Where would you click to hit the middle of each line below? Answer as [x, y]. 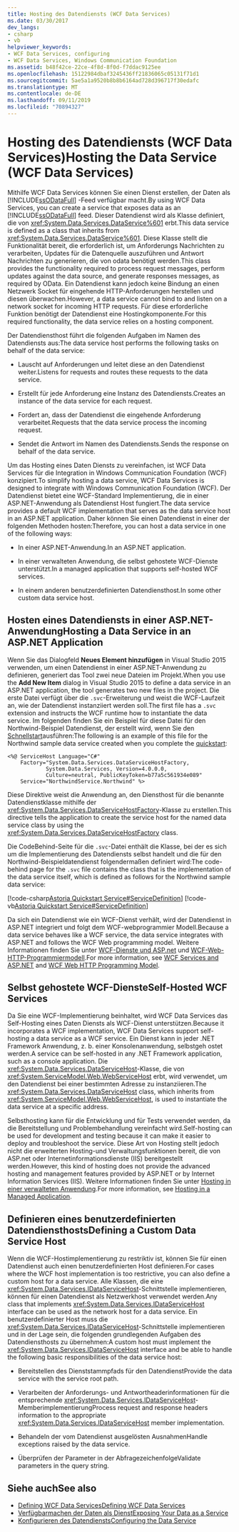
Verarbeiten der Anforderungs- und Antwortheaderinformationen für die [123, 1393]
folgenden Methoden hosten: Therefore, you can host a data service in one [117, 526]
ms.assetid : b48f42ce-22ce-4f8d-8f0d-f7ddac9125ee [84, 67]
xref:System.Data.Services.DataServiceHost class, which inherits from [111, 1092]
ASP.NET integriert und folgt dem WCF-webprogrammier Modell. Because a [118, 927]
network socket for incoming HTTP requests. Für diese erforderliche [108, 306]
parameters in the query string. [63, 1466]
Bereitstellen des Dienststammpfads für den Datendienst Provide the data [125, 1371]
